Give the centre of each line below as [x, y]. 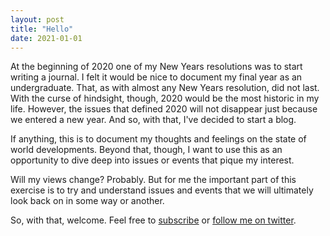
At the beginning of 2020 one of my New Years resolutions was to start [156, 67]
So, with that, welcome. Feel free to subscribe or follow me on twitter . [153, 220]
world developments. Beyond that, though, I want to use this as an [146, 150]
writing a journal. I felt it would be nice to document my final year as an [156, 77]
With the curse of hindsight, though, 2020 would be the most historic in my [165, 98]
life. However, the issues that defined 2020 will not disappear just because [164, 109]
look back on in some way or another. [87, 201]
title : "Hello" [42, 29]
